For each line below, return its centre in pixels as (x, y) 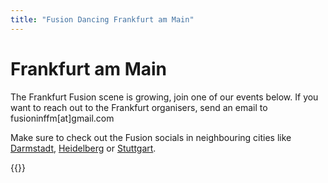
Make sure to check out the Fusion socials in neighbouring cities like (151, 137)
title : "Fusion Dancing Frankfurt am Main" (102, 19)
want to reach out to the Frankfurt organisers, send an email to (139, 107)
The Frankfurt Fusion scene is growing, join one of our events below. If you (164, 97)
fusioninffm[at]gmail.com (62, 118)
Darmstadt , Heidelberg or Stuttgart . (83, 148)
